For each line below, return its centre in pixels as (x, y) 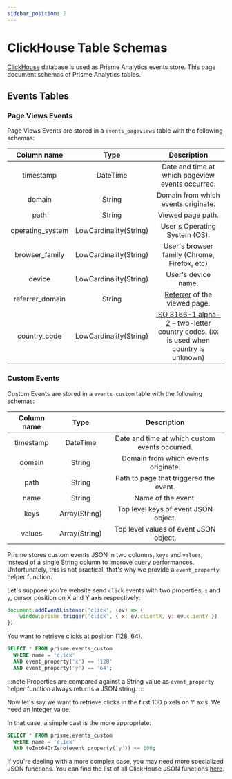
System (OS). (188, 235)
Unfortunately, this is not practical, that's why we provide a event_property (113, 569)
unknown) (188, 358)
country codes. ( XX (188, 332)
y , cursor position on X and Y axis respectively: (74, 597)
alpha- (209, 315)
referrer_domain (39, 299)
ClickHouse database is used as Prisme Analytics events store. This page (112, 67)
